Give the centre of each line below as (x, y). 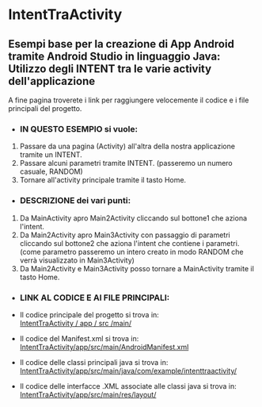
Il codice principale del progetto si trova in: (89, 314)
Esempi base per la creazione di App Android (122, 44)
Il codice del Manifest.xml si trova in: (79, 338)
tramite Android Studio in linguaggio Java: (114, 56)
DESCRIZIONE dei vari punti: (75, 201)
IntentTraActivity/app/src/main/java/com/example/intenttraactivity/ (128, 371)
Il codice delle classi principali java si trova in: (94, 362)
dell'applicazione (52, 81)
